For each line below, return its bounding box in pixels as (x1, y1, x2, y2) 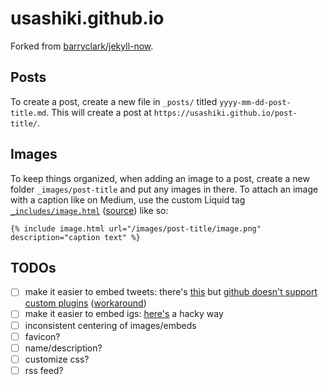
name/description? (24, 342, 103, 354)
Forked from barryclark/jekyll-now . (10, 40, 154, 52)
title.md (10, 108, 47, 118)
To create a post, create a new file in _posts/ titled (10, 95, 218, 107)
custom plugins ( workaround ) (24, 297, 147, 309)
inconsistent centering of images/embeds (24, 319, 197, 331)
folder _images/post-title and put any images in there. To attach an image (10, 183, 319, 195)
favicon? (24, 330, 61, 342)
